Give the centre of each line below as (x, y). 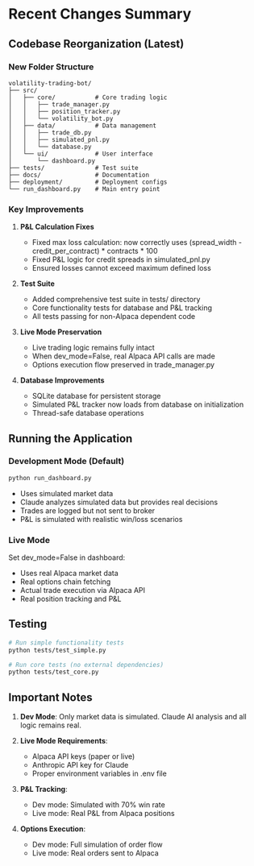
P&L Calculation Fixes (57, 227)
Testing (28, 624)
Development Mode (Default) (67, 462)
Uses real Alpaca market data (69, 574)
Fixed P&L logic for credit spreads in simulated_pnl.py (121, 259)
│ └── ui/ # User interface (81, 154)
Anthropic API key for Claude (80, 765)
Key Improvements (46, 209)
